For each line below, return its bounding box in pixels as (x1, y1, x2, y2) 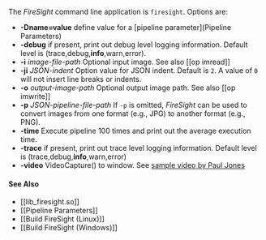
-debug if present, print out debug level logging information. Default (19, 40, 249, 49)
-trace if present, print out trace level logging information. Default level (19, 144, 257, 152)
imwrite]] (19, 92, 51, 101)
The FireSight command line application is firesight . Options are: (8, 7, 229, 16)
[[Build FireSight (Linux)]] (19, 214, 105, 224)
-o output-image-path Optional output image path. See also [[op (19, 83, 236, 92)
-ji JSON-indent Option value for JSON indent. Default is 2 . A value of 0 (19, 66, 258, 75)
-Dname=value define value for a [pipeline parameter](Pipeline (19, 23, 232, 32)
